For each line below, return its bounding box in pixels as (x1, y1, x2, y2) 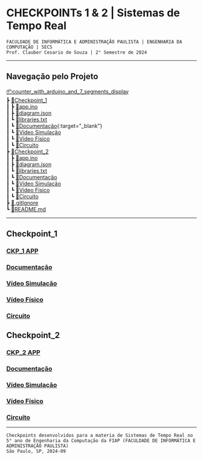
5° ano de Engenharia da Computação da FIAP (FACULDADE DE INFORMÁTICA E (6, 438, 196, 444)
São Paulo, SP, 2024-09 (6, 449, 66, 455)
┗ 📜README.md (6, 205, 47, 212)
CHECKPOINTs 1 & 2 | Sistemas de (6, 6, 180, 20)
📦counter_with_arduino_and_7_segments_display (6, 88, 129, 95)
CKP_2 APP (6, 348, 40, 357)
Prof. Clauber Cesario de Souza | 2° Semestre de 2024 (6, 49, 147, 56)
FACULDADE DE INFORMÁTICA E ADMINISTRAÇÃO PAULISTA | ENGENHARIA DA (6, 39, 182, 45)
